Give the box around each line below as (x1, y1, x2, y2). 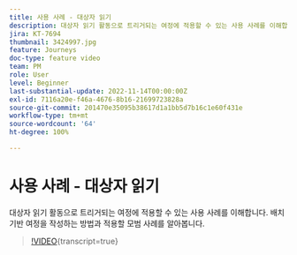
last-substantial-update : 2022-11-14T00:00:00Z (9, 86, 188, 95)
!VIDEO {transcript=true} (30, 236, 119, 246)
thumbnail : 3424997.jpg (9, 37, 97, 47)
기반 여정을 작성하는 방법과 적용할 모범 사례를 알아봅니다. (9, 218, 205, 229)
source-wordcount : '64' (9, 120, 97, 129)
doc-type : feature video (9, 54, 101, 63)
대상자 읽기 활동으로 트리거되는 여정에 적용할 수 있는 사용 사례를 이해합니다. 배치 (9, 206, 286, 217)
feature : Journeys (9, 46, 77, 55)
